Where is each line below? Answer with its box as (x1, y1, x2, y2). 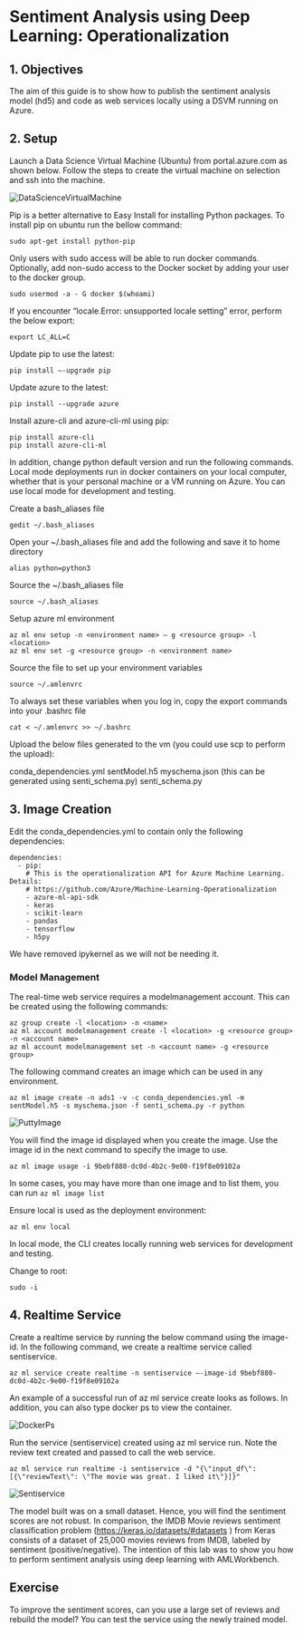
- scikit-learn (25, 908, 83, 917)
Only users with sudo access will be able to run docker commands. (9, 252, 260, 264)
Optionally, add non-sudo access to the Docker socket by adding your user (9, 262, 289, 273)
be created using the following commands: (9, 1001, 169, 1011)
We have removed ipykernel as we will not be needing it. (9, 948, 220, 959)
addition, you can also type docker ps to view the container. (9, 1402, 232, 1413)
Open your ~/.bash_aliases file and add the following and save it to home (9, 537, 280, 547)
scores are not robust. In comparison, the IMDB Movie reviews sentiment (9, 1515, 281, 1526)
